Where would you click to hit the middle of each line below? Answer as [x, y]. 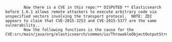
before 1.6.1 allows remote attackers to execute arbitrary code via [81, 12]
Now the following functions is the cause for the [79, 30]
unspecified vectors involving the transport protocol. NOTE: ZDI [79, 16]
